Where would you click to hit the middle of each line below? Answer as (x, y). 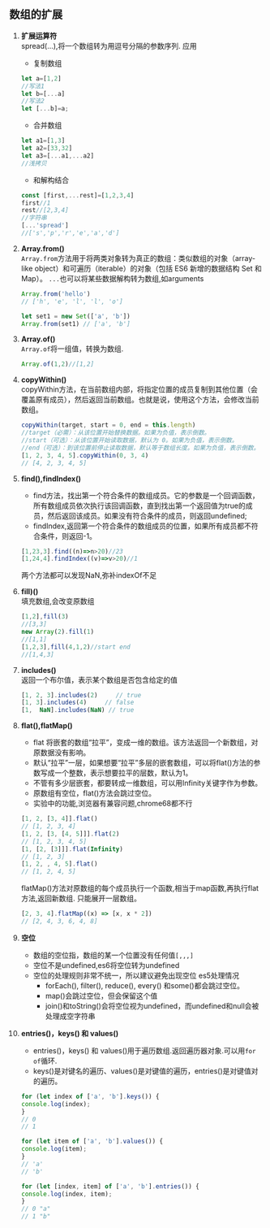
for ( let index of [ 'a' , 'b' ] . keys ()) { (90, 1096)
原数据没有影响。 (62, 753)
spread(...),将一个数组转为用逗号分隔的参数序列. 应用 (109, 46)
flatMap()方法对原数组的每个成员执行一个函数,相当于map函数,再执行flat (139, 888)
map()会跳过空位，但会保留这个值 (101, 996)
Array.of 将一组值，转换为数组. (72, 349)
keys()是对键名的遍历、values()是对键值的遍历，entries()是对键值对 (146, 1070)
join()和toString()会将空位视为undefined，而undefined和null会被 (152, 1005)
